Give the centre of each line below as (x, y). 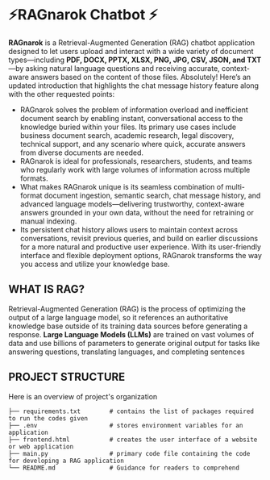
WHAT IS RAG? (46, 289)
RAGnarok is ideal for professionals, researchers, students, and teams (136, 161)
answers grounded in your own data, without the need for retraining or (137, 212)
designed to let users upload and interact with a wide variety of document (131, 51)
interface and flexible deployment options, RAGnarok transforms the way (141, 255)
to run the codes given (48, 418)
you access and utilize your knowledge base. (95, 264)
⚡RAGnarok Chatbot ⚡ (83, 15)
